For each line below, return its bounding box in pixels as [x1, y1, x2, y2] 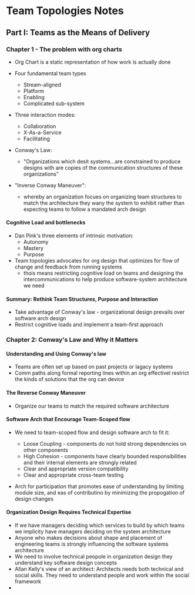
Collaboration [23, 122, 56, 130]
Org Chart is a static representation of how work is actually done [14, 58, 172, 65]
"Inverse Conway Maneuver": [14, 181, 86, 189]
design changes [14, 495, 54, 502]
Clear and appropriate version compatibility [23, 465, 129, 472]
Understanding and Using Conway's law [6, 350, 107, 357]
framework [14, 578, 42, 585]
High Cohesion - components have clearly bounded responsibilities [23, 452, 187, 459]
